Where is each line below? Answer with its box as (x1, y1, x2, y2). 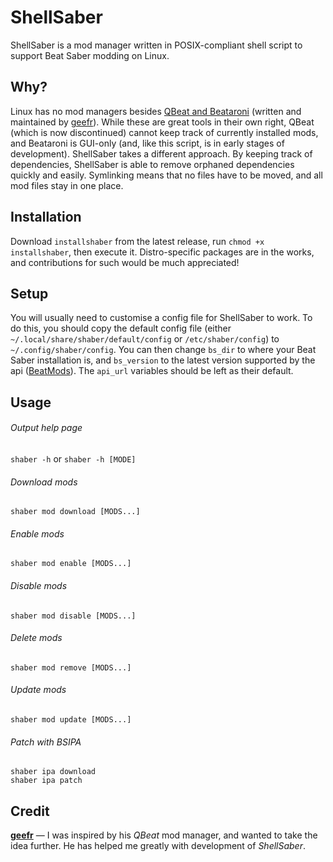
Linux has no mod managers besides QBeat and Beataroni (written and (10, 105, 302, 117)
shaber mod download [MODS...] (10, 507, 141, 517)
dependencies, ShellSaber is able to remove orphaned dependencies (10, 158, 295, 170)
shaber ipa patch (10, 776, 83, 786)
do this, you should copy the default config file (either (10, 322, 232, 335)
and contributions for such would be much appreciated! (10, 256, 240, 268)
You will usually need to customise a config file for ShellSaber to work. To (10, 312, 313, 324)
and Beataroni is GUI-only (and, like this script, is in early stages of (10, 137, 285, 149)
